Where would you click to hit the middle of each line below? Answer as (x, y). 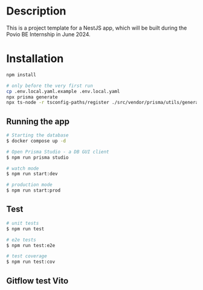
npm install (21, 75)
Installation (35, 59)
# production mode (29, 185)
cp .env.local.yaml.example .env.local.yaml (63, 91)
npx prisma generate (32, 97)
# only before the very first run (50, 86)
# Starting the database (37, 135)
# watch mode (23, 168)
